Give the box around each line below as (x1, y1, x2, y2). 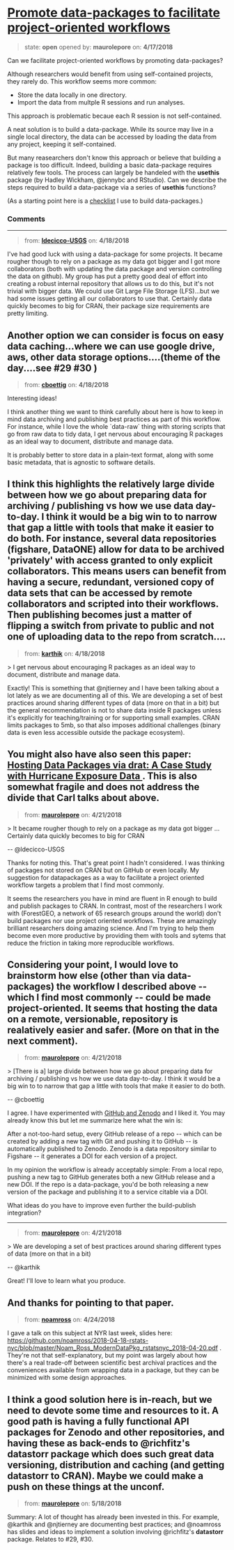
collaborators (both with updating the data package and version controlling (7, 265, 222, 273)
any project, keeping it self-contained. (7, 139, 116, 148)
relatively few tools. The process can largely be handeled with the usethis (7, 168, 220, 176)
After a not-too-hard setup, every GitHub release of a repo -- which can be (7, 1130, 223, 1138)
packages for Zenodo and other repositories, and (7, 1426, 225, 1438)
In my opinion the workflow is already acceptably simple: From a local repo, (7, 1166, 224, 1174)
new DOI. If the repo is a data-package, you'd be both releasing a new (7, 1180, 209, 1189)
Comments (7, 214, 45, 224)
